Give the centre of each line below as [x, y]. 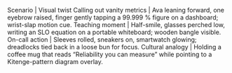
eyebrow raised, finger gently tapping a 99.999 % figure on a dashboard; [113, 17]
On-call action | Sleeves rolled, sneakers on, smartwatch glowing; [102, 40]
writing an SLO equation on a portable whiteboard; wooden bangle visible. [114, 32]
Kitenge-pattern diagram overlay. [55, 62]
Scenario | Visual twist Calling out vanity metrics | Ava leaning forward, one [116, 10]
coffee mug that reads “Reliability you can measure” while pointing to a [110, 54]
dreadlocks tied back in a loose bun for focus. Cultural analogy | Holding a [115, 47]
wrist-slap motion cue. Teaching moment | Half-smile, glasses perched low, [116, 25]
